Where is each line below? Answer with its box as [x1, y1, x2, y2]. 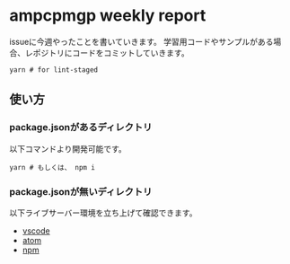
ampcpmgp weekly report [9, 5, 207, 26]
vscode [22, 225, 51, 236]
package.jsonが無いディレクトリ [9, 185, 153, 198]
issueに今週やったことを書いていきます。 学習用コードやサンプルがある [9, 36, 274, 47]
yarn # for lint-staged [9, 65, 99, 75]
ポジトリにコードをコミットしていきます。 [32, 47, 190, 58]
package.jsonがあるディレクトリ [9, 121, 153, 134]
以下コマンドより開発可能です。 [9, 143, 127, 154]
